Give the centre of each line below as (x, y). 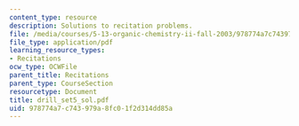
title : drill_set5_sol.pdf (59, 100)
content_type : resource (53, 17)
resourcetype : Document (53, 91)
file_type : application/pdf (61, 42)
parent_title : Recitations (59, 75)
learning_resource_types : (57, 51)
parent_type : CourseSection (61, 83)
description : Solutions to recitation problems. (101, 26)
